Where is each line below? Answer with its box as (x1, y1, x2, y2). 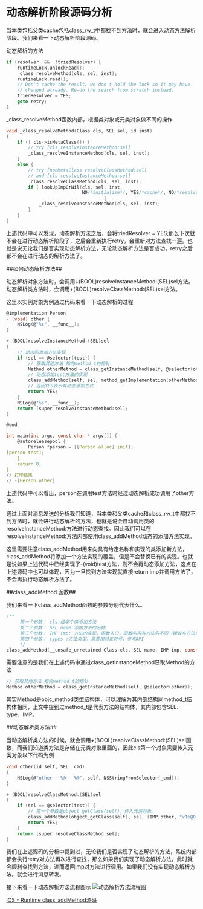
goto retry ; (17, 99, 47, 105)
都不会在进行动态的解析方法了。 (6, 252, 86, 259)
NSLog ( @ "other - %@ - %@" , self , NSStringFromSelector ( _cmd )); (17, 775, 180, 781)
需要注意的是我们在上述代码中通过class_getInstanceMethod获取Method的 (6, 659, 190, 666)
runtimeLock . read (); (17, 76, 69, 82)
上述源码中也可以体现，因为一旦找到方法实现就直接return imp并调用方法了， (6, 568, 196, 575)
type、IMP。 (6, 711, 38, 718)
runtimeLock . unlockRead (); (17, 65, 85, 71)
